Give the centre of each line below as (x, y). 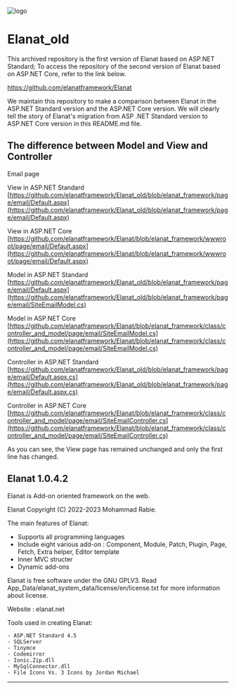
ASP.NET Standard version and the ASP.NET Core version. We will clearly (113, 109)
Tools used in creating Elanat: (50, 622)
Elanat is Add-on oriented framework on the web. (79, 495)
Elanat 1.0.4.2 (38, 479)
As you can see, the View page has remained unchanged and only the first (115, 449)
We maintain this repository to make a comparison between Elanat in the (112, 101)
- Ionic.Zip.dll (31, 660)
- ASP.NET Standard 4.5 (42, 635)
